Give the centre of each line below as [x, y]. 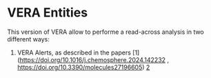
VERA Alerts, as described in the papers [74, 52]
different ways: [28, 39]
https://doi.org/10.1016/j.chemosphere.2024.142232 [93, 59]
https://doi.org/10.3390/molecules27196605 [80, 67]
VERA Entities [48, 13]
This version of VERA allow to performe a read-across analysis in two [106, 32]
